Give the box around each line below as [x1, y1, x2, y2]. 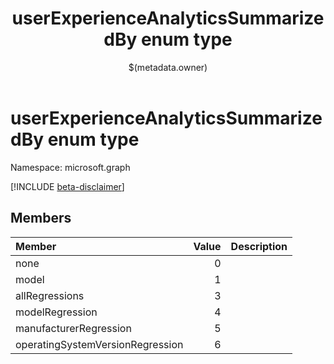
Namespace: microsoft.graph [10, 161, 131, 173]
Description [230, 239, 288, 253]
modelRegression [15, 305, 98, 319]
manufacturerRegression [15, 321, 132, 335]
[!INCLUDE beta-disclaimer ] [10, 180, 125, 192]
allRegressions [15, 288, 85, 302]
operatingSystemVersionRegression [15, 337, 184, 351]
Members [10, 210, 72, 227]
